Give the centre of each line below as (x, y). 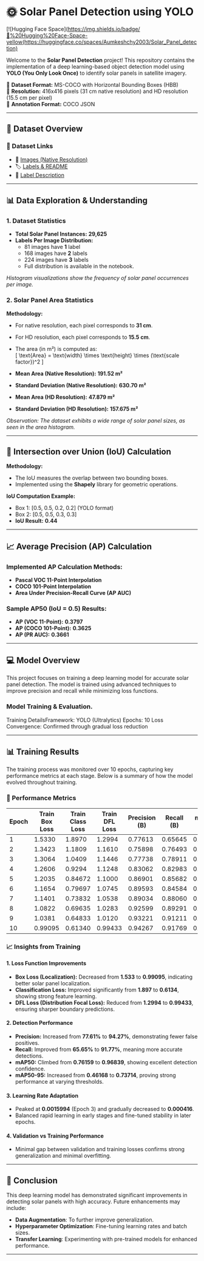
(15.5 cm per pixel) (29, 97)
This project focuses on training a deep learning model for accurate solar (98, 678)
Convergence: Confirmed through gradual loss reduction (77, 726)
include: (16, 1208)
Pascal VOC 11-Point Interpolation (58, 580)
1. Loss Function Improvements (46, 964)
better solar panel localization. (53, 983)
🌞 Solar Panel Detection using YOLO (100, 12)
